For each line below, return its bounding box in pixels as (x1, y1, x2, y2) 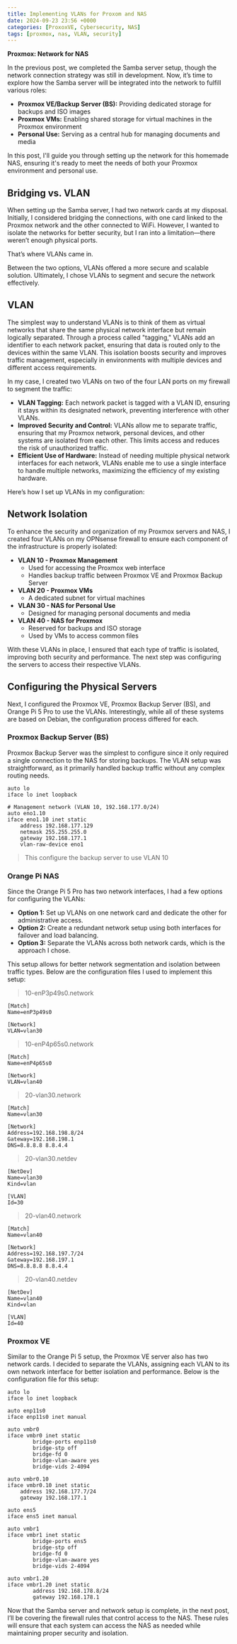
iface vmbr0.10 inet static (7, 1482, 91, 1489)
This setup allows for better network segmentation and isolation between (7, 960, 221, 969)
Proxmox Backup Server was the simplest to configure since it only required (7, 748, 229, 757)
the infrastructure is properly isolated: (7, 542, 118, 550)
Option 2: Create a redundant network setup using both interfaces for (17, 924, 221, 932)
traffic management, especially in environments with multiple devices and (7, 356, 222, 364)
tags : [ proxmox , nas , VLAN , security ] (7, 30, 122, 38)
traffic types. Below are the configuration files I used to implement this (7, 967, 212, 976)
